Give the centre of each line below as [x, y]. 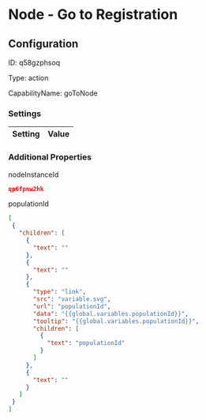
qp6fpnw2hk [26, 189]
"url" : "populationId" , [72, 306]
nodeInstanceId [34, 174]
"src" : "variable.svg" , [72, 299]
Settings [25, 114]
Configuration [43, 44]
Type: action [28, 78]
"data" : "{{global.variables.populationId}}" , [111, 313]
